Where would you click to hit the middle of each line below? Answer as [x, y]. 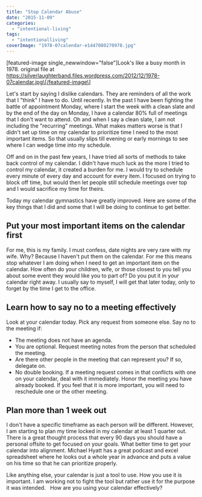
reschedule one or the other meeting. [61, 391]
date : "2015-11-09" [31, 18]
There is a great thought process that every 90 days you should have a [94, 438]
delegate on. [30, 365]
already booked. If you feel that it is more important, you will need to [100, 385]
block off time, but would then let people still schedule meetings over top [97, 182]
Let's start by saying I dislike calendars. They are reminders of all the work [99, 94]
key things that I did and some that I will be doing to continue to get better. [99, 207]
